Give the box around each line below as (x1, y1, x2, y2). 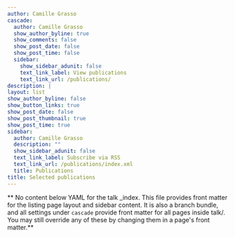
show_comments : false (13, 37, 77, 44)
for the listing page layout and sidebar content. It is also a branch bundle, (7, 200, 219, 209)
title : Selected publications (7, 174, 96, 181)
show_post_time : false (13, 50, 80, 57)
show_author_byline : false (7, 96, 86, 103)
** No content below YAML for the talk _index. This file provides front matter (7, 193, 228, 201)
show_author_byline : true (13, 30, 90, 37)
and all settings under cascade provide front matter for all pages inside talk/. (7, 208, 226, 217)
